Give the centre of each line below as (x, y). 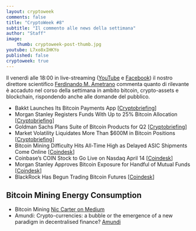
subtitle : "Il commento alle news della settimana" (71, 28)
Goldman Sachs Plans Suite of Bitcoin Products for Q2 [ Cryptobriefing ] (101, 127)
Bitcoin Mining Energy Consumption (74, 195)
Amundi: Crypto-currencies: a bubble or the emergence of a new (94, 216)
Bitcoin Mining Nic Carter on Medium (60, 209)
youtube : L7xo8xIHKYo (33, 50)
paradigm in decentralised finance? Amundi (68, 222)
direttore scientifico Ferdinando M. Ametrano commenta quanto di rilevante (98, 84)
